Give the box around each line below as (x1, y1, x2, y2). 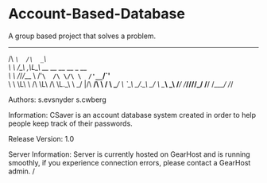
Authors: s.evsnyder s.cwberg (8, 95, 106, 104)
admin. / (8, 166, 36, 176)
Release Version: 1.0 (8, 134, 75, 143)
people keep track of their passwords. (8, 119, 133, 128)
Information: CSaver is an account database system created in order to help (8, 110, 257, 119)
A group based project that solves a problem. (8, 31, 157, 41)
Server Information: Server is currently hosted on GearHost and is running (8, 149, 250, 159)
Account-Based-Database (8, 5, 185, 23)
